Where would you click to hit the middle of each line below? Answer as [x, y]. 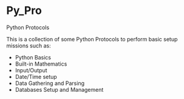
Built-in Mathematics [41, 64]
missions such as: [29, 46]
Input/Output [31, 70]
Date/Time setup [36, 77]
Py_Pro [24, 11]
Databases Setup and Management [59, 89]
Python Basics [33, 57]
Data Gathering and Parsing [50, 83]
